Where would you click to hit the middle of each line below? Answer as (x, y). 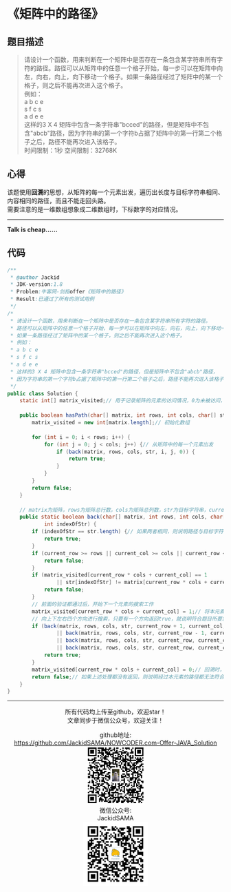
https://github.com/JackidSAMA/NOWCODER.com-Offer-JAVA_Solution (115, 743)
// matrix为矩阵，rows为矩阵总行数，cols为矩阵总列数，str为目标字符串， (114, 510)
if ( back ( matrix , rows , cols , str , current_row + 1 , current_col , (129, 626)
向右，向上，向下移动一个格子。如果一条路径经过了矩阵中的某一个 (130, 77)
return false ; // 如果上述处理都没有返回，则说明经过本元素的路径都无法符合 (128, 677)
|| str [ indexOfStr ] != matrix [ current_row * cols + (132, 583)
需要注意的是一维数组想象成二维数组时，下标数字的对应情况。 (95, 209)
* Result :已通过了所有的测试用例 (52, 299)
